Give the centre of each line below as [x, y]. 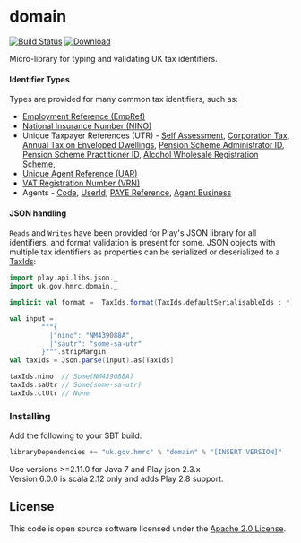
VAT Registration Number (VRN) [81, 183]
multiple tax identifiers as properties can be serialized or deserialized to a [145, 252]
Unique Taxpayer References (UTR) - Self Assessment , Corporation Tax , [156, 135]
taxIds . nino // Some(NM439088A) [72, 377]
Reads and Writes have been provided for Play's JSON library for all [133, 233]
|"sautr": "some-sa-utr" [95, 344]
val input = [31, 319]
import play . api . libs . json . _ [64, 278]
